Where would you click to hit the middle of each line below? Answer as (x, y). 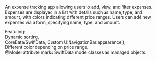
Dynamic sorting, (22, 37)
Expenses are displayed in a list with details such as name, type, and (74, 12)
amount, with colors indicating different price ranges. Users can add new (78, 17)
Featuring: (15, 32)
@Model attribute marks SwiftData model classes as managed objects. (76, 52)
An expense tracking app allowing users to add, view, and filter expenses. (79, 7)
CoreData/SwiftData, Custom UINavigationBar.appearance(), (65, 42)
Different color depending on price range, (47, 47)
